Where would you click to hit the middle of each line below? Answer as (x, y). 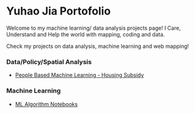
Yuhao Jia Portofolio (58, 11)
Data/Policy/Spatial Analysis (49, 62)
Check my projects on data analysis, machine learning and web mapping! (98, 46)
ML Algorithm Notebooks (46, 104)
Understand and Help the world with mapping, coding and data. (86, 34)
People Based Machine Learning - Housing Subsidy (79, 75)
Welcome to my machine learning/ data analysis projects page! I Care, (94, 28)
